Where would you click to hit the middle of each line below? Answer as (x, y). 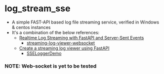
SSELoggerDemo (44, 53)
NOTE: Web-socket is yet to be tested (51, 66)
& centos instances (31, 27)
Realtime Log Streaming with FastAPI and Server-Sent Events (82, 38)
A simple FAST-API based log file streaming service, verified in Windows (85, 22)
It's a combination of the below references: (56, 32)
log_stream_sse (38, 9)
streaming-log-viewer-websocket (61, 43)
